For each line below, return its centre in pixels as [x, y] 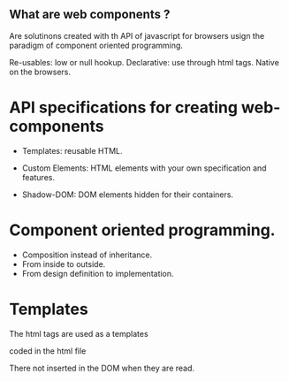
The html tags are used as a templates [79, 333]
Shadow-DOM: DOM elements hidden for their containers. [128, 195]
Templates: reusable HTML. [72, 150]
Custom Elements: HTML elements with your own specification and [144, 168]
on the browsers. [40, 72]
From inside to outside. [64, 264]
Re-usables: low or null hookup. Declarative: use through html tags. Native [144, 62]
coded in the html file [48, 351]
